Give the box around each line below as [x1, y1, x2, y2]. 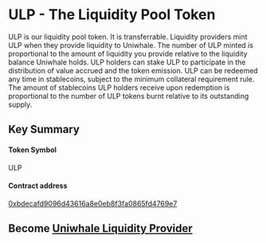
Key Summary [8, 123, 80, 136]
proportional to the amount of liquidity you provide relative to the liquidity [8, 49, 248, 58]
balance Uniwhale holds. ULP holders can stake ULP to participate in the [8, 57, 246, 67]
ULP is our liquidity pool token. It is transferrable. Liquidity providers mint [8, 32, 248, 41]
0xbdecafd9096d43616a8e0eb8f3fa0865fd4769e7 [8, 198, 178, 208]
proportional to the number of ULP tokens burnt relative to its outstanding [8, 91, 249, 100]
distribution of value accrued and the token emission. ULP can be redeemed [8, 65, 259, 75]
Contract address [8, 181, 68, 190]
